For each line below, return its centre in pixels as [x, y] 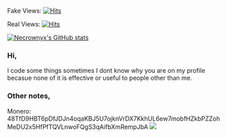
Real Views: [24, 24]
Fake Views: [25, 11]
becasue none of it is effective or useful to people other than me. [100, 78]
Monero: [19, 111]
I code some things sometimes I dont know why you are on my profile [106, 71]
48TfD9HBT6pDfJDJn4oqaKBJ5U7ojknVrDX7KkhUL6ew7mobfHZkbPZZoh [113, 119]
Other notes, [29, 96]
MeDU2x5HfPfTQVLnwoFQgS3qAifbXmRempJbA [78, 127]
